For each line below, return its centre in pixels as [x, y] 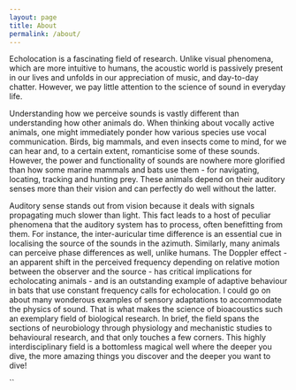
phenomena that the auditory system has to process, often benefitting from [146, 225]
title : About [33, 26]
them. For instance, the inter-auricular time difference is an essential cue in [146, 234]
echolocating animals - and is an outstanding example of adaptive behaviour [148, 281]
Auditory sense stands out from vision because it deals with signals [132, 206]
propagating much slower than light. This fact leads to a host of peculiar [140, 215]
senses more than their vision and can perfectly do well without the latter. [143, 189]
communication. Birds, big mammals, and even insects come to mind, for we [148, 141]
